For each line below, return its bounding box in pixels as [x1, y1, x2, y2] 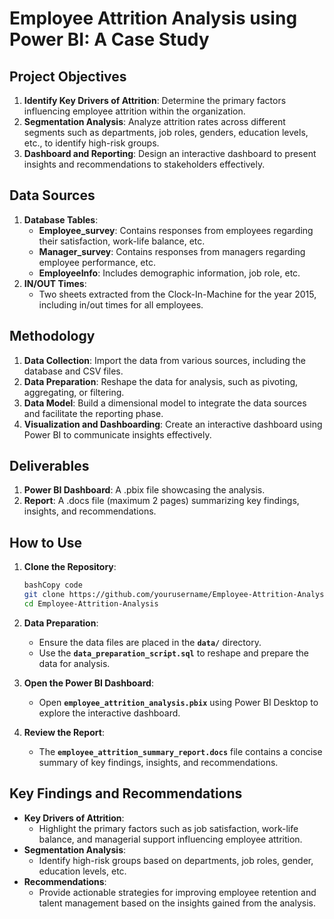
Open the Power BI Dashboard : [23, 677, 154, 689]
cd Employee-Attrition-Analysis [23, 599, 159, 609]
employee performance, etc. [38, 256, 157, 268]
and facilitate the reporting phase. [23, 407, 164, 419]
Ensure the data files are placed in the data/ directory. [38, 636, 262, 648]
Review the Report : [23, 726, 105, 738]
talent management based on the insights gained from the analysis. [38, 897, 317, 909]
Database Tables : [23, 213, 99, 226]
